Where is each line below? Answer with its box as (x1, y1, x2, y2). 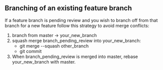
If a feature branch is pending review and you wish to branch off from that (5, 17, 158, 23)
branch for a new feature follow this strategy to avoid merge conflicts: (5, 22, 149, 28)
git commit (19, 48, 42, 54)
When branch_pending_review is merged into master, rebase (12, 53, 138, 59)
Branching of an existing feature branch (5, 4, 132, 12)
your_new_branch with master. (12, 58, 76, 64)
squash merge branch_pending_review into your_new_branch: (12, 37, 141, 43)
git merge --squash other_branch (19, 42, 89, 49)
